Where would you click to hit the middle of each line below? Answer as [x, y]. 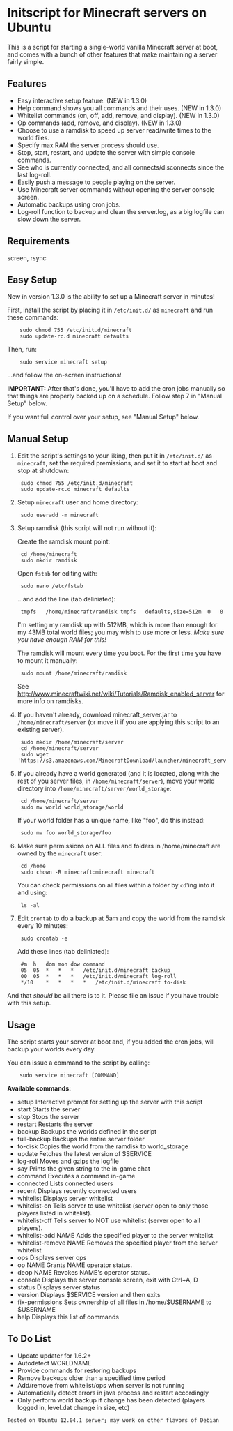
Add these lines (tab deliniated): [63, 952]
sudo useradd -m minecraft [59, 515]
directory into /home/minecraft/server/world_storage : [94, 788]
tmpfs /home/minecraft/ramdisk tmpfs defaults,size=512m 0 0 [122, 612]
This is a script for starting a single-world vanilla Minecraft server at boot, [112, 47]
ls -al [30, 906]
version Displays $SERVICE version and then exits [89, 1295]
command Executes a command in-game [76, 1176]
